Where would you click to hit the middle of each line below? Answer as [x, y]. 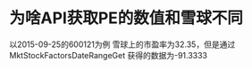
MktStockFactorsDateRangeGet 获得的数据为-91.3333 [109, 55]
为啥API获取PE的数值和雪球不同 [126, 18]
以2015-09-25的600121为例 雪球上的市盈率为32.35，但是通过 [122, 44]
